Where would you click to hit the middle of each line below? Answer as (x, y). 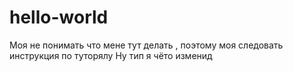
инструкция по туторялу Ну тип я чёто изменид (111, 55)
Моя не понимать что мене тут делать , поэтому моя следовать (146, 45)
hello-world (59, 17)
